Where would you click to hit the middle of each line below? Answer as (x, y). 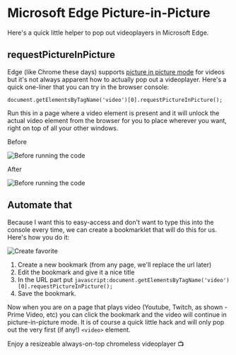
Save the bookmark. (47, 293)
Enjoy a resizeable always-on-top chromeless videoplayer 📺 (96, 344)
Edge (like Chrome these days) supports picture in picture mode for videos (116, 71)
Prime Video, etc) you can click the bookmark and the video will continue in (117, 314)
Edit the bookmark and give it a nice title (76, 272)
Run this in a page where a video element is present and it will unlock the (113, 113)
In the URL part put (45, 279)
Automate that (40, 205)
